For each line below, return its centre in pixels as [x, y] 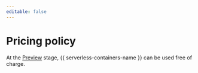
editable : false [26, 12]
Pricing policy [41, 41]
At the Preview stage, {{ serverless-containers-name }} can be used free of [99, 58]
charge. [16, 64]
